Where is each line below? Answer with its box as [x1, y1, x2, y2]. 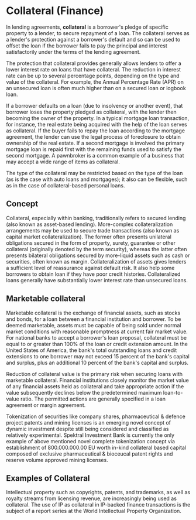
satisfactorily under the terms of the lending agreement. [6, 48, 141, 55]
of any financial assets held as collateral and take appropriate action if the [6, 382, 184, 390]
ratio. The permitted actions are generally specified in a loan [20, 395, 166, 402]
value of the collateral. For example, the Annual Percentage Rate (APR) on [6, 78, 184, 85]
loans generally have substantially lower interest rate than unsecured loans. [6, 276, 188, 283]
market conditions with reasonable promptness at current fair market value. [6, 328, 188, 335]
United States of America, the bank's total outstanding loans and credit [6, 347, 177, 354]
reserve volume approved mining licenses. [6, 456, 108, 463]
